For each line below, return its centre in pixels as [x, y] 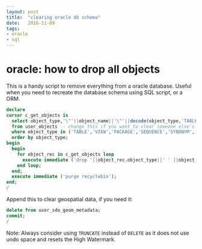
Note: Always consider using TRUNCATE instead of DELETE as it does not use [98, 233]
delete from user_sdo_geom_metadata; [54, 211]
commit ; [16, 216]
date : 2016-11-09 [31, 23]
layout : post [23, 12]
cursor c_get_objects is [37, 115]
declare [16, 109]
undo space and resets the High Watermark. [61, 239]
